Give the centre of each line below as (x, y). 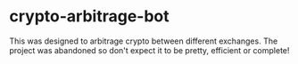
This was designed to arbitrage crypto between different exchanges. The (144, 41)
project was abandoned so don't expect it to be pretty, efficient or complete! (149, 50)
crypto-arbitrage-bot (89, 16)
